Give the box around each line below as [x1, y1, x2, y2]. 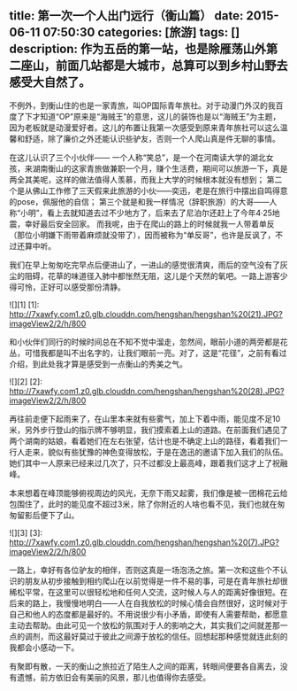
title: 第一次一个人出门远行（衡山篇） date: [9, 8, 244, 24]
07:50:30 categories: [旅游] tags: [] [42, 25, 240, 40]
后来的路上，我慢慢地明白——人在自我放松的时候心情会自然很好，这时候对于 [9, 597, 288, 609]
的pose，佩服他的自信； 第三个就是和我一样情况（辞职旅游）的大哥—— [9, 196, 270, 206]
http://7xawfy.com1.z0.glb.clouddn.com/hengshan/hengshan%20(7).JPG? [9, 537, 280, 547]
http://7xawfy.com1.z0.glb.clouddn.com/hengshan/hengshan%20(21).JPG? [9, 308, 283, 319]
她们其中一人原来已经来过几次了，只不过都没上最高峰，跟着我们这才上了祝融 [9, 457, 288, 468]
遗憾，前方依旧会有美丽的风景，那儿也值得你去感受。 [16, 672, 210, 682]
